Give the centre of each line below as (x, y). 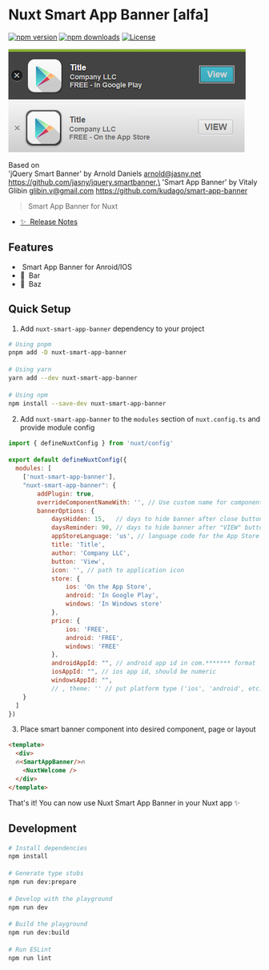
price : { (66, 621)
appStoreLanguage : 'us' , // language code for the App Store (155, 536)
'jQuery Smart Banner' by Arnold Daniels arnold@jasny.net (105, 173)
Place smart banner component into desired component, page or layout (138, 729)
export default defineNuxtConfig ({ (68, 460)
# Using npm (28, 395)
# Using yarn (30, 370)
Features (31, 248)
